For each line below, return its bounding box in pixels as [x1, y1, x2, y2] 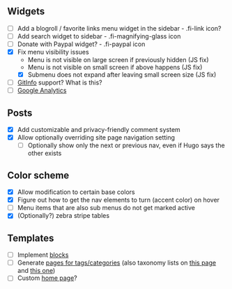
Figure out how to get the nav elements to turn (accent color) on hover [17, 195, 220, 205]
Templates [7, 232, 54, 244]
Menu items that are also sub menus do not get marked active [17, 204, 195, 212]
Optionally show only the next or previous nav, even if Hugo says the [27, 141, 225, 149]
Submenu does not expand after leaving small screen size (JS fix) [27, 71, 217, 79]
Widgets [7, 6, 45, 17]
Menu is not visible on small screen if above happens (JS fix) [27, 63, 203, 72]
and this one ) [17, 267, 56, 275]
